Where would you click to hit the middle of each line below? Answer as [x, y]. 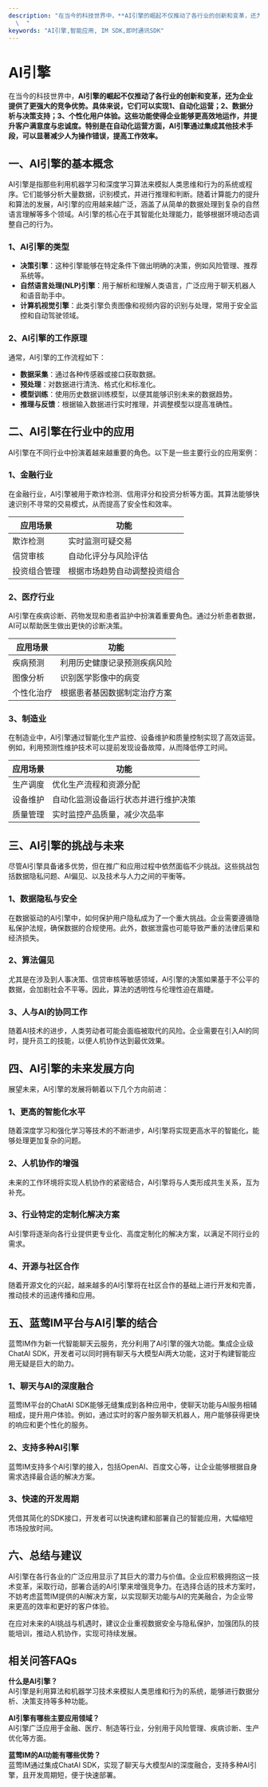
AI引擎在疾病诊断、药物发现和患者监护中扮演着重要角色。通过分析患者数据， [134, 616]
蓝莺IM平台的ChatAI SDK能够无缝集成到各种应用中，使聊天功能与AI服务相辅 [133, 1405]
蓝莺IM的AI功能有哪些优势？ [55, 1755]
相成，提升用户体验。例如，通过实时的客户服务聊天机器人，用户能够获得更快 [134, 1415]
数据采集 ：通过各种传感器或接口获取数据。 [90, 374]
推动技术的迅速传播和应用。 [54, 1295]
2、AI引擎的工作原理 [48, 338]
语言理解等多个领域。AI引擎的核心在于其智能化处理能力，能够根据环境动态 [130, 214]
